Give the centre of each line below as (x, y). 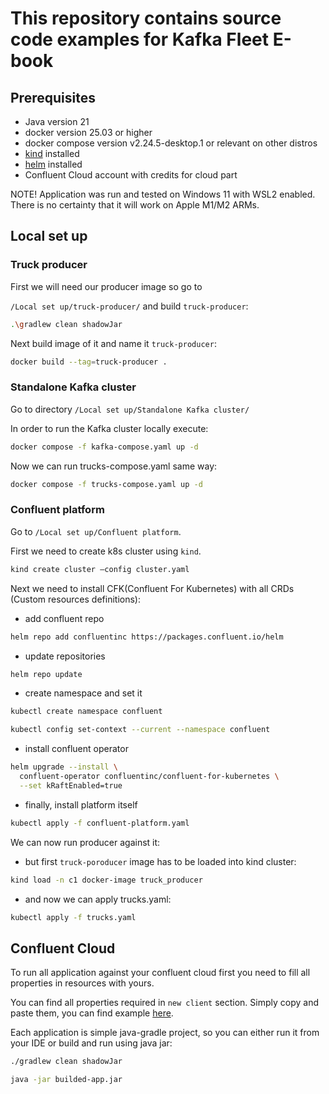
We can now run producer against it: (85, 842)
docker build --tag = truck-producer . (89, 362)
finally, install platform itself (81, 804)
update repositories (65, 656)
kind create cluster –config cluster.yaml (100, 569)
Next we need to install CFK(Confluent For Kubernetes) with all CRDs (152, 588)
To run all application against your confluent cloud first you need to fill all (160, 973)
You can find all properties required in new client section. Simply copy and (164, 1003)
